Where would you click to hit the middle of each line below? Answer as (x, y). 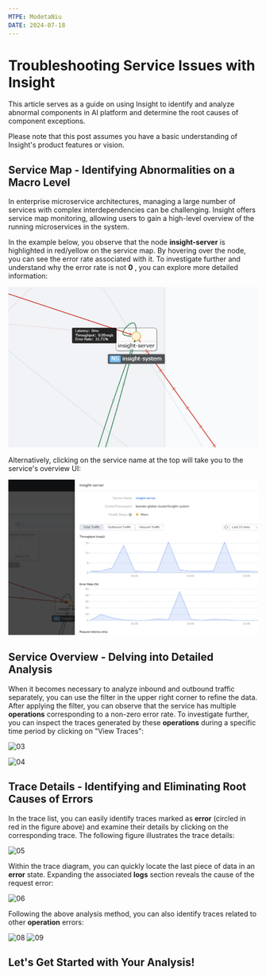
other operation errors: (46, 922)
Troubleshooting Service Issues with (132, 66)
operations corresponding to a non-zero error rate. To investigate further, (129, 714)
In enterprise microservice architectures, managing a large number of (122, 202)
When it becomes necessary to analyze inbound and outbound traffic (122, 689)
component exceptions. (47, 121)
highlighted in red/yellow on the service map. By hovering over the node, (127, 251)
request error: (31, 882)
